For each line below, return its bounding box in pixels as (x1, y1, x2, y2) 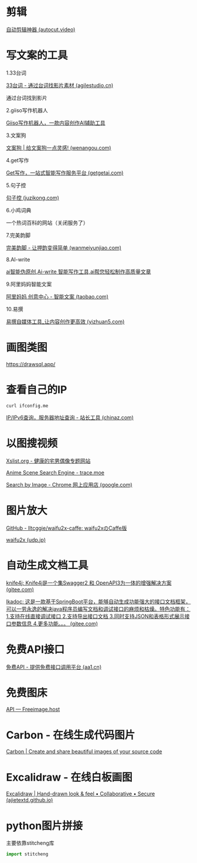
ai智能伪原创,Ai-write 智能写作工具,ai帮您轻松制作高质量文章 (6, 268, 151, 275)
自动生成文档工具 (6, 558, 89, 572)
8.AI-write (6, 256, 30, 263)
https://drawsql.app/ (6, 360, 56, 367)
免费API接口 (6, 643, 64, 656)
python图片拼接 (6, 819, 83, 832)
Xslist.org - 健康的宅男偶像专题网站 (6, 457, 91, 464)
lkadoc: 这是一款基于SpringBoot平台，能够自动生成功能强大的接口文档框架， (6, 598, 191, 605)
